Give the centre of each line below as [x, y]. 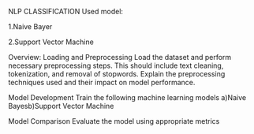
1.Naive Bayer [30, 26]
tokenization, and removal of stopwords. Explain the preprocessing [117, 74]
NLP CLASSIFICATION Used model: [66, 11]
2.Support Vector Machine [51, 42]
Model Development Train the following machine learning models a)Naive [127, 97]
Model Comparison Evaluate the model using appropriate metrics [114, 121]
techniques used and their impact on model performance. [102, 82]
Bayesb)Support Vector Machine [61, 106]
